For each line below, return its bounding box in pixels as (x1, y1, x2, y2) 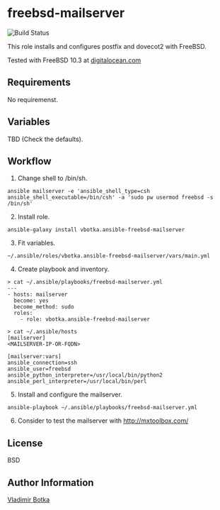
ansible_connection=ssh (7, 360, 78, 367)
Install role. (17, 213, 50, 221)
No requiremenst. (7, 95, 59, 104)
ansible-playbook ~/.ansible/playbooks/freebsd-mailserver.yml (7, 404, 198, 411)
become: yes (13, 297, 50, 304)
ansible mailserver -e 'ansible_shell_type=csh (7, 188, 151, 195)
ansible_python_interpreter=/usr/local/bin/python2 (7, 372, 163, 379)
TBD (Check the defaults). (7, 135, 83, 143)
